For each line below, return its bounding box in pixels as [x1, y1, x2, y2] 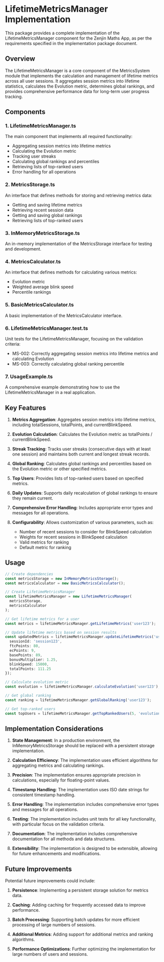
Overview [5, 55, 36, 63]
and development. [5, 246, 41, 252]
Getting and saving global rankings [12, 212, 82, 218]
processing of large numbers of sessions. [12, 922, 96, 928]
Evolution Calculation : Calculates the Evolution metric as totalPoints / [12, 432, 153, 437]
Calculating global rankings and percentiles [12, 159, 100, 164]
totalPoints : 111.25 [9, 666, 51, 671]
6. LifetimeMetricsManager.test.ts [5, 324, 88, 331]
